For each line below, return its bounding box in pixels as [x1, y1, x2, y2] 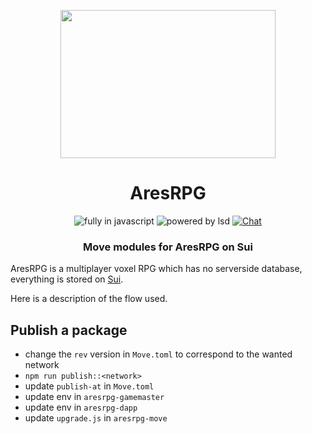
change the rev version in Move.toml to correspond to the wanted [24, 348, 293, 360]
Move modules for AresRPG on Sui [83, 240, 253, 254]
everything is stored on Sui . [10, 273, 124, 285]
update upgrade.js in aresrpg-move [24, 412, 168, 424]
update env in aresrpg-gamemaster [24, 391, 165, 403]
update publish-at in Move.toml [24, 380, 155, 392]
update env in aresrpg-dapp [24, 401, 138, 414]
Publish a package [10, 321, 128, 339]
